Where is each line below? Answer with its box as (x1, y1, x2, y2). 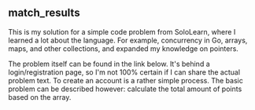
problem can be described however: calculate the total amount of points (8, 84, 242, 93)
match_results (8, 6, 80, 20)
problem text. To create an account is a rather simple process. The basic (8, 75, 244, 85)
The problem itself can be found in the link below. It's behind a (8, 59, 210, 68)
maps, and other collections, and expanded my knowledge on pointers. (8, 43, 238, 53)
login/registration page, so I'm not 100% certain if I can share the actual (8, 67, 241, 77)
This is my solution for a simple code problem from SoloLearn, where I (8, 27, 236, 36)
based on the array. (8, 92, 72, 101)
